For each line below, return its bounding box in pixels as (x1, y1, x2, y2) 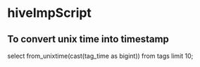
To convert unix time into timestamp (7, 33, 169, 45)
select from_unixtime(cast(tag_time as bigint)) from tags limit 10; (7, 51, 194, 60)
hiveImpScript (7, 5, 92, 21)
